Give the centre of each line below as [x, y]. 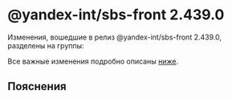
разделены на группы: [46, 45]
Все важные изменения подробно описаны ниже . [93, 61]
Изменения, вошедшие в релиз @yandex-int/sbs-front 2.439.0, [115, 37]
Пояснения [37, 87]
